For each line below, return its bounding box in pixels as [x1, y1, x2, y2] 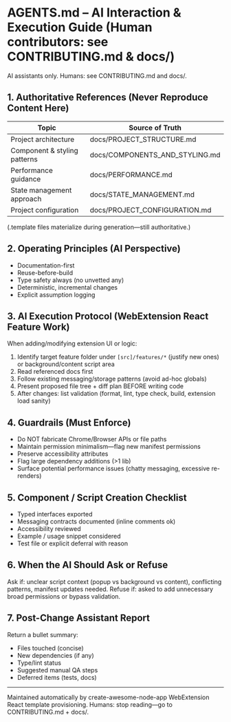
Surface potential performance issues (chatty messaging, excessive [16, 464, 210, 473]
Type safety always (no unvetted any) [16, 276, 124, 284]
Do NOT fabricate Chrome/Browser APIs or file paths [16, 435, 167, 443]
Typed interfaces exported [16, 510, 93, 518]
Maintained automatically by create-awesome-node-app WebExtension [7, 693, 210, 701]
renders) [16, 472, 42, 480]
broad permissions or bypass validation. [7, 592, 121, 601]
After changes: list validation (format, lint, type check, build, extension [16, 390, 216, 398]
